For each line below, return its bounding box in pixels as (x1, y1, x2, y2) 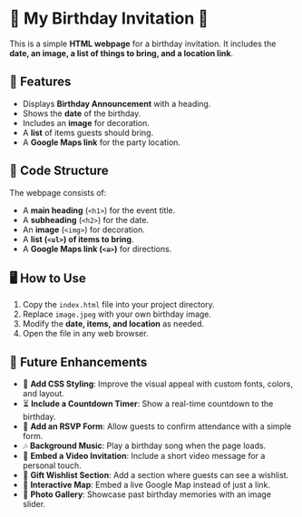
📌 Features (9, 74, 72, 90)
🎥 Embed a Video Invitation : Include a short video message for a (22, 451, 266, 462)
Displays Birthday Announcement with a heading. (22, 98, 211, 109)
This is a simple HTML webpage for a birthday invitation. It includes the (9, 38, 277, 49)
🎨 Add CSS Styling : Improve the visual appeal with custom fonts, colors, (22, 378, 293, 389)
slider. (22, 499, 46, 510)
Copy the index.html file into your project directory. (22, 299, 215, 310)
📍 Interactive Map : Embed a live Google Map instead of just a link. (22, 480, 270, 491)
